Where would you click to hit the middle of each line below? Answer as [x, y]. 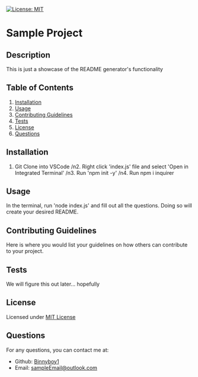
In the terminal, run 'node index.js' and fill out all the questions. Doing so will [99, 206]
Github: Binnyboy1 [37, 361]
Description [28, 55]
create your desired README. [42, 212]
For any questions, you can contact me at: [58, 350]
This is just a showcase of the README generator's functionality [84, 69]
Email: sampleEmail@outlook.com [56, 368]
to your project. [25, 251]
